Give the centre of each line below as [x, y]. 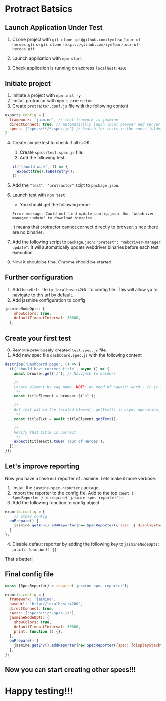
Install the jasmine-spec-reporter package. [56, 487]
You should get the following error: [55, 204]
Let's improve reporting [42, 466]
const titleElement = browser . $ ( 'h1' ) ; [55, 396]
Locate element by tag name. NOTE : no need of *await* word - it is [86, 387]
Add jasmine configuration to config [49, 300]
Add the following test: [42, 158]
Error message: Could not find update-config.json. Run [71, 214]
